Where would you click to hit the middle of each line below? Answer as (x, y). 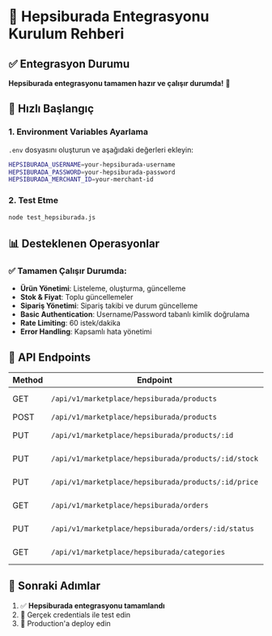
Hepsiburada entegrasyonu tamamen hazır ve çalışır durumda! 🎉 (119, 83)
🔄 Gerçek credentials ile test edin (75, 614)
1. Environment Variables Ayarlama (78, 132)
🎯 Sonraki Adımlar (55, 586)
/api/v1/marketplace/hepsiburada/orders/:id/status (153, 528)
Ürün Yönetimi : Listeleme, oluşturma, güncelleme (103, 288)
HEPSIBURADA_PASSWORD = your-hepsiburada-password (92, 172)
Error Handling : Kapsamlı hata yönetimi (86, 331)
